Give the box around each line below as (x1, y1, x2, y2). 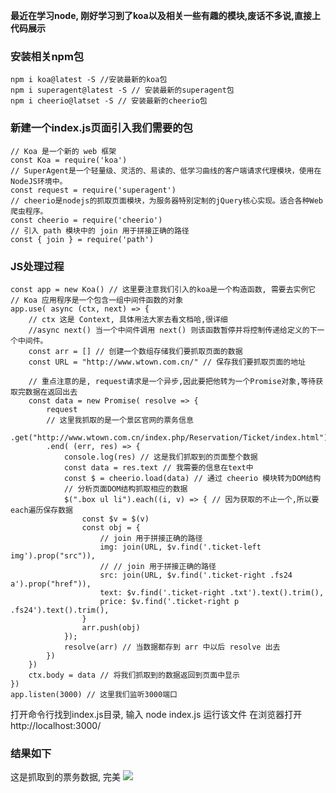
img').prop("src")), (10, 550, 97, 561)
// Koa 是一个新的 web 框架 (10, 146, 117, 156)
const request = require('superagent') (10, 185, 177, 195)
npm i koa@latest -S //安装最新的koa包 (10, 75, 168, 85)
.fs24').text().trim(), (10, 605, 110, 615)
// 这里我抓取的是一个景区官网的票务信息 (46, 415, 194, 425)
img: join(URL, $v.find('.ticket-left (99, 542, 262, 552)
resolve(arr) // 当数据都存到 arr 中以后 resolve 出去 (63, 642, 281, 652)
